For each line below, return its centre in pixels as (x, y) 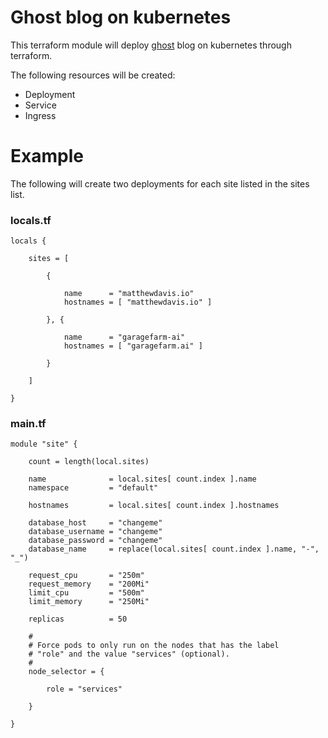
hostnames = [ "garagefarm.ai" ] (133, 346)
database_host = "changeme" (95, 523)
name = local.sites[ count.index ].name (142, 479)
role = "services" (84, 689)
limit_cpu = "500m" (86, 593)
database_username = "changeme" (95, 532)
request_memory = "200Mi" (89, 584)
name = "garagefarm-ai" (124, 337)
